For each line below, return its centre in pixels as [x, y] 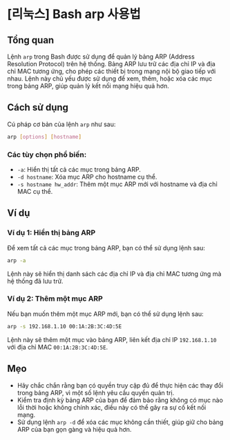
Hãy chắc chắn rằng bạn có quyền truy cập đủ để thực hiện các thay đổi [120, 385]
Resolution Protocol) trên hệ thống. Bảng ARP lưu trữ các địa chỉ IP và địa [111, 64]
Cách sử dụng [38, 108]
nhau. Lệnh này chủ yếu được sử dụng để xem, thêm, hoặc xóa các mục [110, 79]
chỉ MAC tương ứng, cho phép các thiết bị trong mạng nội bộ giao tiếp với [112, 71]
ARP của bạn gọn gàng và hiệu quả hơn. [74, 429]
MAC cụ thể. [35, 191]
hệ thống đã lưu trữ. [35, 281]
